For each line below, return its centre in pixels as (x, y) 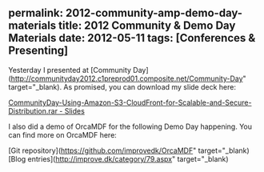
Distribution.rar (33, 110)
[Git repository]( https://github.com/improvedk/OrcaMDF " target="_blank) (129, 150)
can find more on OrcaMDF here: (63, 134)
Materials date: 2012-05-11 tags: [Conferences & (132, 38)
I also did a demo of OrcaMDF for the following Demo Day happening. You (130, 126)
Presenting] (38, 51)
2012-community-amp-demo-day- (154, 13)
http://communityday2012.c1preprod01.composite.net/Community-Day (127, 78)
